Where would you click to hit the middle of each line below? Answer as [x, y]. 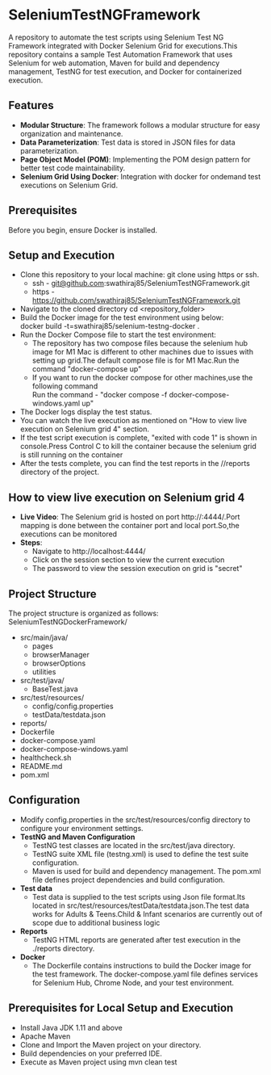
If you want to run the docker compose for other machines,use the [142, 378]
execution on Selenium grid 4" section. [85, 429]
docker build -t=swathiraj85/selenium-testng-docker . [110, 326]
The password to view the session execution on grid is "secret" [137, 569]
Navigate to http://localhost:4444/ [89, 552]
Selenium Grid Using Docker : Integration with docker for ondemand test [140, 176]
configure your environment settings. [81, 828]
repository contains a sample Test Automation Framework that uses [121, 54]
